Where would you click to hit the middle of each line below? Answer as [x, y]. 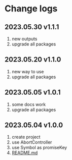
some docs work [29, 104]
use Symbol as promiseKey [39, 148]
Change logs [31, 9]
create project [26, 137]
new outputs [24, 39]
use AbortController [32, 142]
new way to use [28, 71]
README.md [25, 153]
